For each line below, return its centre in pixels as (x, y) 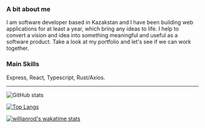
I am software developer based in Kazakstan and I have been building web (100, 23)
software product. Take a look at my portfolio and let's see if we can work (99, 42)
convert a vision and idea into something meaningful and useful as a (92, 35)
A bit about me (28, 9)
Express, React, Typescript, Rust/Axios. (56, 77)
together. (18, 48)
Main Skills (23, 64)
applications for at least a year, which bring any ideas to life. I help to (92, 29)
